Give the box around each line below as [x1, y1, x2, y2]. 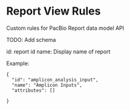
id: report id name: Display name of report [6, 47, 111, 55]
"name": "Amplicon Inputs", [11, 82, 83, 88]
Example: [6, 60, 30, 67]
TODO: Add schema [6, 36, 56, 43]
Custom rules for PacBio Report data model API [6, 24, 125, 32]
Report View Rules [6, 4, 101, 18]
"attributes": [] [11, 87, 56, 94]
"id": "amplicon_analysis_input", [11, 77, 99, 83]
